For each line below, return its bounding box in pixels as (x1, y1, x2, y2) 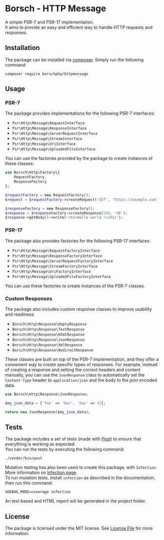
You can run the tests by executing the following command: (5, 446, 124, 452)
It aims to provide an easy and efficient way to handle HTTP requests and (5, 24, 153, 30)
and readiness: (5, 311, 35, 317)
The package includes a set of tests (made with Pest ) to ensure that (5, 436, 142, 442)
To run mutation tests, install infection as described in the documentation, (5, 475, 155, 481)
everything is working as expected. (5, 441, 76, 447)
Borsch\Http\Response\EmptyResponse (12, 322, 87, 327)
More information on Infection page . (5, 470, 78, 475)
